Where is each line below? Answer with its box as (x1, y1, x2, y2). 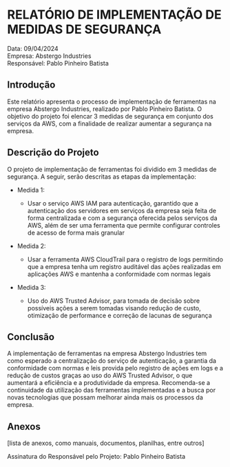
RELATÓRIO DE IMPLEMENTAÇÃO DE (7, 7, 222, 23)
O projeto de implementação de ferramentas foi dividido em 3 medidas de (7, 165, 217, 173)
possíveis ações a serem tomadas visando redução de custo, (27, 304, 201, 312)
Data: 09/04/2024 (7, 44, 59, 52)
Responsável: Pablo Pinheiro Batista (7, 59, 109, 67)
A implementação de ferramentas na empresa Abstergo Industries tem (7, 349, 207, 358)
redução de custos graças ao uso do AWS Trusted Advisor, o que (7, 371, 193, 379)
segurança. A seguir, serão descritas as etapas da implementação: (7, 172, 196, 181)
